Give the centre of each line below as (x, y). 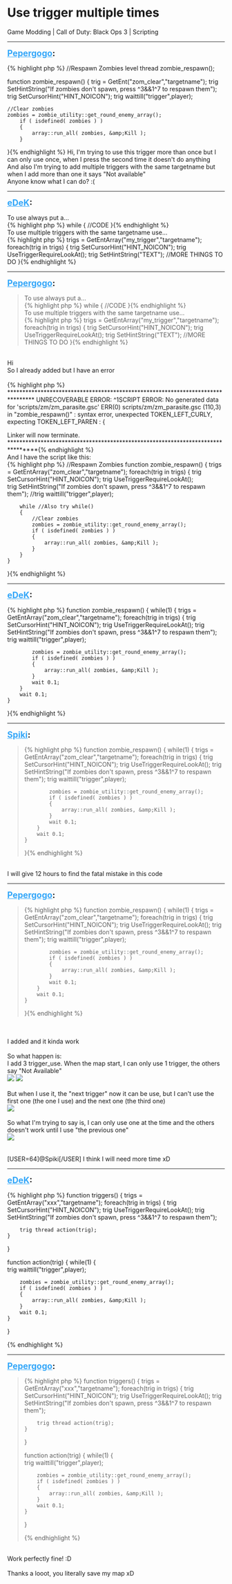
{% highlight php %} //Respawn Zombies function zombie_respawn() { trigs (115, 464)
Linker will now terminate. (44, 435)
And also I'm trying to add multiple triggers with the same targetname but (111, 167)
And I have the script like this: (49, 457)
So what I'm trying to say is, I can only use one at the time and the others (111, 1122)
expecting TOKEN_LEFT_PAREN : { (56, 421)
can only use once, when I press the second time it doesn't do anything (109, 159)
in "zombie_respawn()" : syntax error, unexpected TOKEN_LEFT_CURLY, (110, 414)
